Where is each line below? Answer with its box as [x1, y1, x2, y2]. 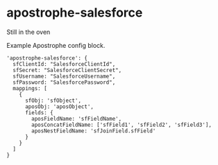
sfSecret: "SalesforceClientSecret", [12, 67, 122, 73]
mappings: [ [12, 85, 48, 92]
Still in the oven [6, 28, 51, 36]
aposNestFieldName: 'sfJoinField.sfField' [31, 127, 156, 134]
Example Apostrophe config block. [6, 41, 106, 49]
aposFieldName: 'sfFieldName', [31, 115, 122, 122]
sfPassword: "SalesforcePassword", [12, 78, 116, 86]
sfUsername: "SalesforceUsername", [12, 73, 116, 80]
